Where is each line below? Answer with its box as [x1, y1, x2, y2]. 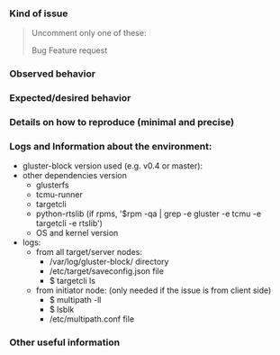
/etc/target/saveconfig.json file [49, 266, 165, 277]
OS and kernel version [35, 228, 119, 239]
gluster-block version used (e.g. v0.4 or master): [22, 160, 203, 171]
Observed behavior [9, 68, 96, 80]
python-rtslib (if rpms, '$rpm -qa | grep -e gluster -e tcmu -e [35, 208, 262, 219]
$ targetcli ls [49, 276, 96, 287]
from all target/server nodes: [35, 247, 142, 258]
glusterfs [35, 179, 69, 191]
